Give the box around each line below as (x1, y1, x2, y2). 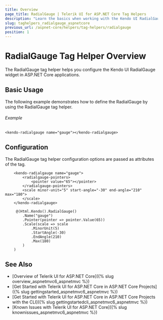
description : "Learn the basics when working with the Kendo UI (5, 16, 138, 21)
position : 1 (5, 30, 29, 34)
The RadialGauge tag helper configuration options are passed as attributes (5, 156, 154, 162)
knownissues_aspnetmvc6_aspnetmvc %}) (12, 309, 98, 315)
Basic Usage (5, 86, 44, 94)
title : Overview (5, 7, 38, 12)
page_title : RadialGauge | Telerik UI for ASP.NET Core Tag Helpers (5, 12, 147, 17)
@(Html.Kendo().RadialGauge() (16, 209, 77, 214)
